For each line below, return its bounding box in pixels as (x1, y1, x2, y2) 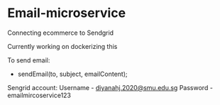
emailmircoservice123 (7, 91, 72, 99)
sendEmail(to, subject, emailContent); (17, 70, 128, 78)
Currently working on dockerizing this (7, 42, 118, 50)
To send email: (7, 55, 50, 65)
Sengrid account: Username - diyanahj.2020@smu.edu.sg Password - (7, 83, 213, 92)
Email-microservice (7, 5, 126, 21)
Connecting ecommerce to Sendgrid (7, 28, 114, 37)
